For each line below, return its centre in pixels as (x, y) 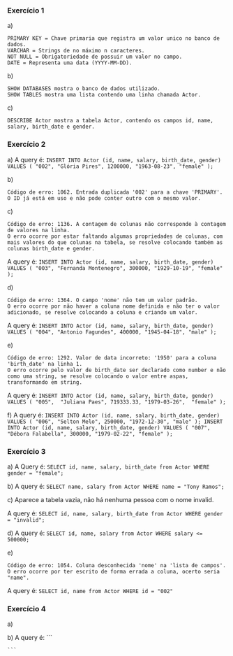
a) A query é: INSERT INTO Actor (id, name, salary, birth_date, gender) (114, 159)
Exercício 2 (27, 144)
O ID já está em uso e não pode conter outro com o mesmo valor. (104, 198)
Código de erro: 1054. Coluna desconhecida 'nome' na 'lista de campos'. (117, 565)
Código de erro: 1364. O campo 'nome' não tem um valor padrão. (103, 300)
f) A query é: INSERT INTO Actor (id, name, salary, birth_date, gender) (114, 415)
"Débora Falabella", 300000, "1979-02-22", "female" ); (90, 434)
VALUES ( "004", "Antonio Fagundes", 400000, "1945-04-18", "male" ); (112, 332)
